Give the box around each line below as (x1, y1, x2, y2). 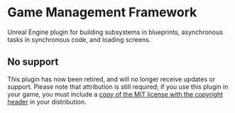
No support (7, 56, 59, 68)
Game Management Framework (7, 4, 197, 21)
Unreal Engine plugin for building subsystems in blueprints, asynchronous (7, 28, 224, 36)
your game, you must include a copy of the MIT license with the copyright (7, 90, 224, 98)
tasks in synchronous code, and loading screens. (7, 35, 151, 43)
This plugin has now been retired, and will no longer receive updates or (7, 75, 215, 83)
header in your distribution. (7, 97, 87, 106)
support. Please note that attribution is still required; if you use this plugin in (7, 82, 229, 91)
